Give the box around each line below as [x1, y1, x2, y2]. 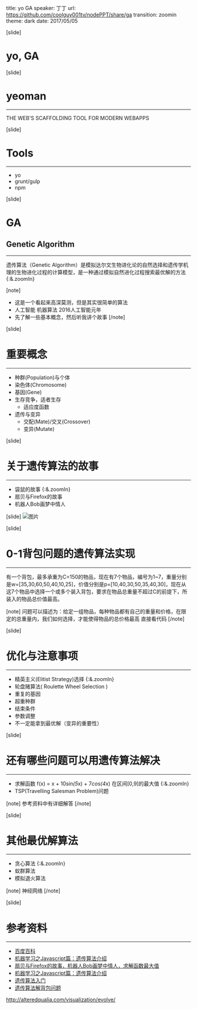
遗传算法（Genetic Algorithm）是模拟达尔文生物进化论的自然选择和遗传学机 [6, 261, 189, 268]
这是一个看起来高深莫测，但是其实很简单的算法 [14, 298, 128, 306]
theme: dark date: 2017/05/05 [6, 18, 78, 24]
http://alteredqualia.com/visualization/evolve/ [6, 996, 116, 1003]
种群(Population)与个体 [14, 374, 70, 381]
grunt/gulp [14, 178, 40, 185]
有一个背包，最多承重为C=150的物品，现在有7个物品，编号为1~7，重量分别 [6, 573, 187, 580]
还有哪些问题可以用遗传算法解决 [6, 754, 161, 767]
